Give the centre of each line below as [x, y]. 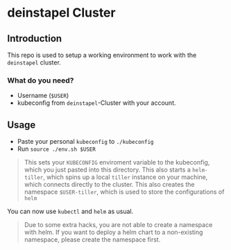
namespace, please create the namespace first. [92, 240]
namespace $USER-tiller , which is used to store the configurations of [124, 192]
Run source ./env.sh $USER [56, 149]
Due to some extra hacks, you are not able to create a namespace [118, 225]
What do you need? [41, 80]
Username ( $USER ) [43, 96]
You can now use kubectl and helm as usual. [70, 211]
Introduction [35, 39]
